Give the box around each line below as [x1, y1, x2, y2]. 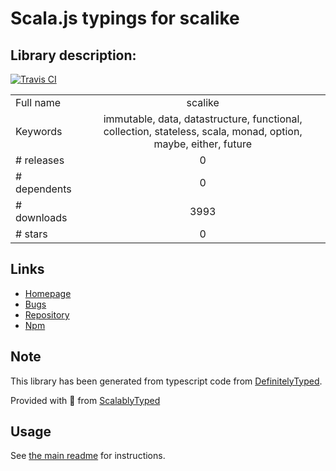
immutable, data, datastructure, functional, [103, 112, 303, 126]
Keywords [15, 125, 63, 138]
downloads [15, 211, 68, 224]
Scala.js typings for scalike [10, 7, 240, 30]
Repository [24, 308, 70, 321]
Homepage [24, 287, 72, 299]
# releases [15, 153, 65, 167]
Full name [15, 96, 62, 109]
